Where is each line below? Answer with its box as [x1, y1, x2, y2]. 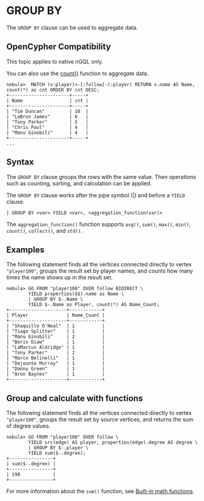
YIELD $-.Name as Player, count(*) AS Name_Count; [28, 302, 160, 308]
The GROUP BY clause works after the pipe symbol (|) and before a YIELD [6, 191, 185, 199]
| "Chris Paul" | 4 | [6, 124, 89, 130]
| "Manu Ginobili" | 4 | [6, 130, 89, 136]
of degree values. [6, 422, 51, 430]
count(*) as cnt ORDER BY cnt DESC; [6, 87, 100, 93]
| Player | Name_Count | [6, 312, 105, 318]
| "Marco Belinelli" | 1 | [6, 355, 105, 361]
